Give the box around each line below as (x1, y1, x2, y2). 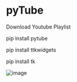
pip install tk (6, 58, 36, 65)
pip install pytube (6, 34, 48, 42)
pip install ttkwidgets (6, 46, 56, 53)
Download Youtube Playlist (6, 23, 71, 30)
